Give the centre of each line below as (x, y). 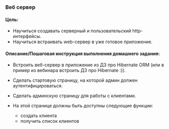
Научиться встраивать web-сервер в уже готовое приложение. (82, 42)
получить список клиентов (50, 121)
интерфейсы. (27, 36)
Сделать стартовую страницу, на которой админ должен (75, 80)
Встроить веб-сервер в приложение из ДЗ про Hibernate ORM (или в (88, 65)
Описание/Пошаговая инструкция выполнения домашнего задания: (83, 53)
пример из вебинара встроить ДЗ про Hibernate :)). (69, 70)
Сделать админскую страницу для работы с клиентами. (74, 96)
